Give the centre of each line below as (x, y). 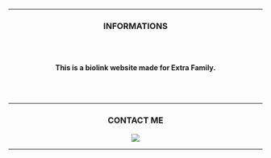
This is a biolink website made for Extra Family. (135, 68)
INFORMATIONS (135, 26)
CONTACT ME (135, 120)
